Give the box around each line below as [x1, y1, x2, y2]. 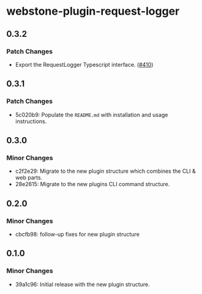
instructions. [15, 118, 47, 125]
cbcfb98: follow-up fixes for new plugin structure [15, 230, 140, 238]
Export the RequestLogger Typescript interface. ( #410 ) [15, 61, 154, 68]
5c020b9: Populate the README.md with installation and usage [15, 111, 168, 118]
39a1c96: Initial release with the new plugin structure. [15, 281, 150, 288]
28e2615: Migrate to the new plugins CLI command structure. [15, 181, 170, 188]
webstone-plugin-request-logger [6, 4, 180, 18]
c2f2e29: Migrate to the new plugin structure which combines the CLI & [15, 167, 196, 175]
